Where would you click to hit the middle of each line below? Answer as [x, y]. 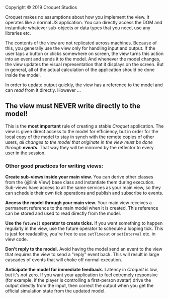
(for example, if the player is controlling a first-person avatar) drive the [78, 280]
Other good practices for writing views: [54, 166]
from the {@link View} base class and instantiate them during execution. [80, 182]
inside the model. [23, 75]
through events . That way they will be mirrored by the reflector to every [79, 147]
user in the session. [26, 153]
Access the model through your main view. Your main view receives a [78, 203]
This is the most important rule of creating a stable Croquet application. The [84, 126]
